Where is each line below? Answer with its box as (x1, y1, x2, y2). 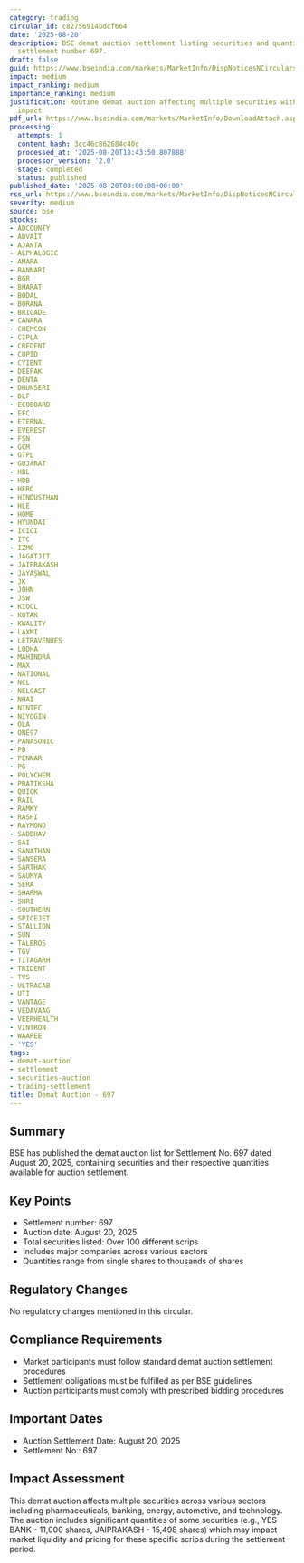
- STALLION (9, 922, 51, 931)
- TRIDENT (9, 964, 47, 973)
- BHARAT (9, 282, 43, 291)
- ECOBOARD (9, 400, 51, 410)
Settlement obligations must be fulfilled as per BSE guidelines (22, 1375, 252, 1386)
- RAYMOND (9, 821, 47, 830)
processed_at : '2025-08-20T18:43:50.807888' (17, 148, 188, 157)
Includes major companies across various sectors (22, 1246, 208, 1257)
